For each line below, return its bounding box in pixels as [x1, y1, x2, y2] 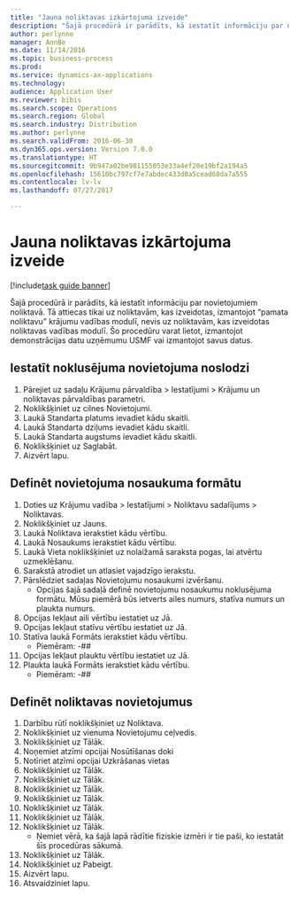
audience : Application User [10, 87, 114, 96]
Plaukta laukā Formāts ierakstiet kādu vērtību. [22, 659, 190, 670]
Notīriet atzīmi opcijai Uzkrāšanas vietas [22, 755, 171, 767]
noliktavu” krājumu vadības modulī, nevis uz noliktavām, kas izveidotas [10, 316, 271, 326]
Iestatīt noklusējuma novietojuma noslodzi [10, 361, 250, 376]
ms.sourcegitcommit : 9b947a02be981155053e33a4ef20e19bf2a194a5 [10, 161, 248, 170]
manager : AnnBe [10, 37, 66, 47]
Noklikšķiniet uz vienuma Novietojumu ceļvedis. [22, 728, 197, 738]
